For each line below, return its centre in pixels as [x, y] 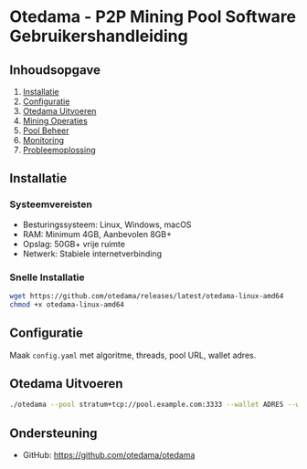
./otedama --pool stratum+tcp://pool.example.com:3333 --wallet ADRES [147, 405]
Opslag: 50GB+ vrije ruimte [74, 244]
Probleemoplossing [59, 150]
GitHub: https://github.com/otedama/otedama [109, 455]
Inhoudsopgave [55, 70]
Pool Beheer [46, 130]
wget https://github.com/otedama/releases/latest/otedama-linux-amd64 [147, 296]
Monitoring [43, 140]
